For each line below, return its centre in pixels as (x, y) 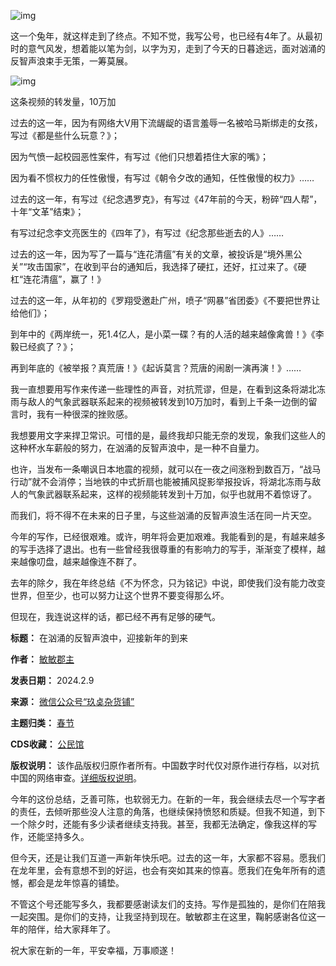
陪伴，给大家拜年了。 (71, 929)
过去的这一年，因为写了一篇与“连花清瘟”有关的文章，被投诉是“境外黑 (152, 254)
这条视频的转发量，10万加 (63, 101)
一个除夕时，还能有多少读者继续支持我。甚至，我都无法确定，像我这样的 (159, 824)
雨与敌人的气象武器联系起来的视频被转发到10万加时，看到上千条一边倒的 (159, 401)
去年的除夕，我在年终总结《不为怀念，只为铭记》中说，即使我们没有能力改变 (168, 583)
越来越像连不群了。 (102, 561)
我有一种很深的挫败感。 (84, 414)
